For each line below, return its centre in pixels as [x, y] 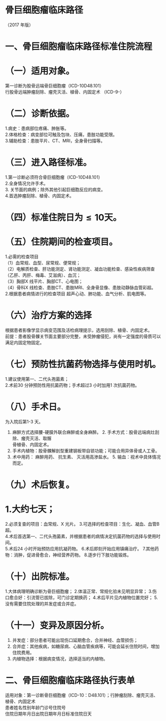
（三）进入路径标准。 [49, 162]
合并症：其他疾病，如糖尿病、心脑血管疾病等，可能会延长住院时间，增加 [86, 646]
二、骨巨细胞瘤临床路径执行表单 [70, 681]
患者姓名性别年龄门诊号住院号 [35, 707]
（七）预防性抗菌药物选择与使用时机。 [83, 364]
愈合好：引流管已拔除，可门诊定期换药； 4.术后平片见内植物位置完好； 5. [83, 597]
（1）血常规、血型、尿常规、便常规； [43, 263]
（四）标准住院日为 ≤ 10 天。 [63, 218]
